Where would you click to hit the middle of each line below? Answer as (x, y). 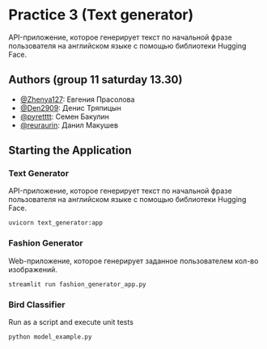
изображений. (33, 269)
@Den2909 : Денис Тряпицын (70, 107)
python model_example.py (50, 337)
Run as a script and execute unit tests (71, 322)
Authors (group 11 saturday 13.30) (95, 80)
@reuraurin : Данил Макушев (69, 125)
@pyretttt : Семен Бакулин (64, 116)
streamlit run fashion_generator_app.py (78, 284)
